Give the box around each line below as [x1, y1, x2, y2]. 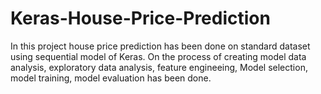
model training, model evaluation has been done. [10, 72, 212, 84]
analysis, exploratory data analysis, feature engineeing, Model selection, [10, 61, 308, 73]
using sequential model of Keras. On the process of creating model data [10, 50, 307, 62]
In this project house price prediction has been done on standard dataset [10, 40, 311, 52]
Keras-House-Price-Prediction [10, 7, 271, 30]
